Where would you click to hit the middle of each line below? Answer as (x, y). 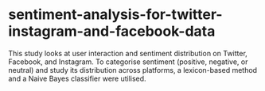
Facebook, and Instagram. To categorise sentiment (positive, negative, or (128, 62)
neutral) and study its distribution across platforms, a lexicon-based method (132, 70)
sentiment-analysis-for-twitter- (115, 15)
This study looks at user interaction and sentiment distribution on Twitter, (128, 53)
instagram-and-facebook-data (112, 31)
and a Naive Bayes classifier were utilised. (77, 78)
